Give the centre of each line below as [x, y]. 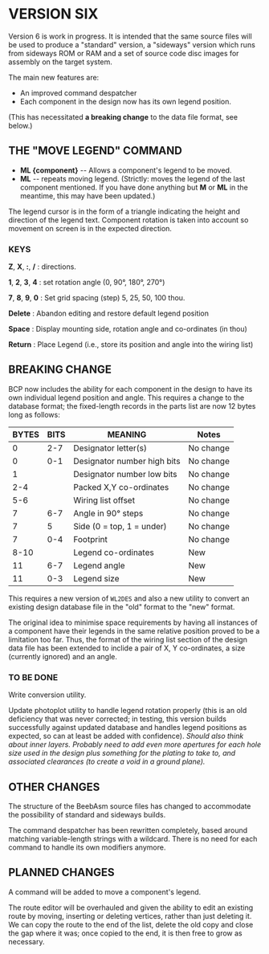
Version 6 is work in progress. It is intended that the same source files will [130, 36]
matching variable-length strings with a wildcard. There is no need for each [133, 838]
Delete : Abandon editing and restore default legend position [109, 313]
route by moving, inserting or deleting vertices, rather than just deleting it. [130, 915]
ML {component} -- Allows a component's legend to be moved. [126, 170]
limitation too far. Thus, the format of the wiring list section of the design [128, 639]
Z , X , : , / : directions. [42, 267]
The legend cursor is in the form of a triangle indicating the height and [124, 211]
